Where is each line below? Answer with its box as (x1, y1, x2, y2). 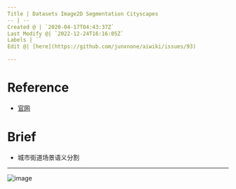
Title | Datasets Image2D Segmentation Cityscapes (7, 10, 159, 18)
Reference (7, 80, 69, 96)
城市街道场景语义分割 (17, 153, 79, 161)
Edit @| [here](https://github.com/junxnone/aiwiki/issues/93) (7, 43, 197, 50)
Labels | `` (7, 37, 42, 44)
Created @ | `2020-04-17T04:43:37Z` (7, 23, 114, 30)
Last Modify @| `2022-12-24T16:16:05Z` (7, 30, 124, 37)
